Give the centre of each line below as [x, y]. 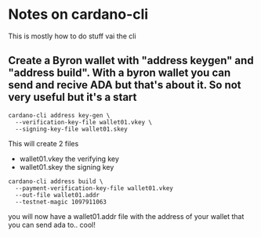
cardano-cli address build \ [56, 181]
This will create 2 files [43, 143]
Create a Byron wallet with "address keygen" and [131, 61]
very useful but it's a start [72, 97]
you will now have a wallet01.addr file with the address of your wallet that [126, 216]
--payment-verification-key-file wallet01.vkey [94, 188]
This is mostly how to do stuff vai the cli [72, 36]
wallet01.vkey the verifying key [69, 159]
